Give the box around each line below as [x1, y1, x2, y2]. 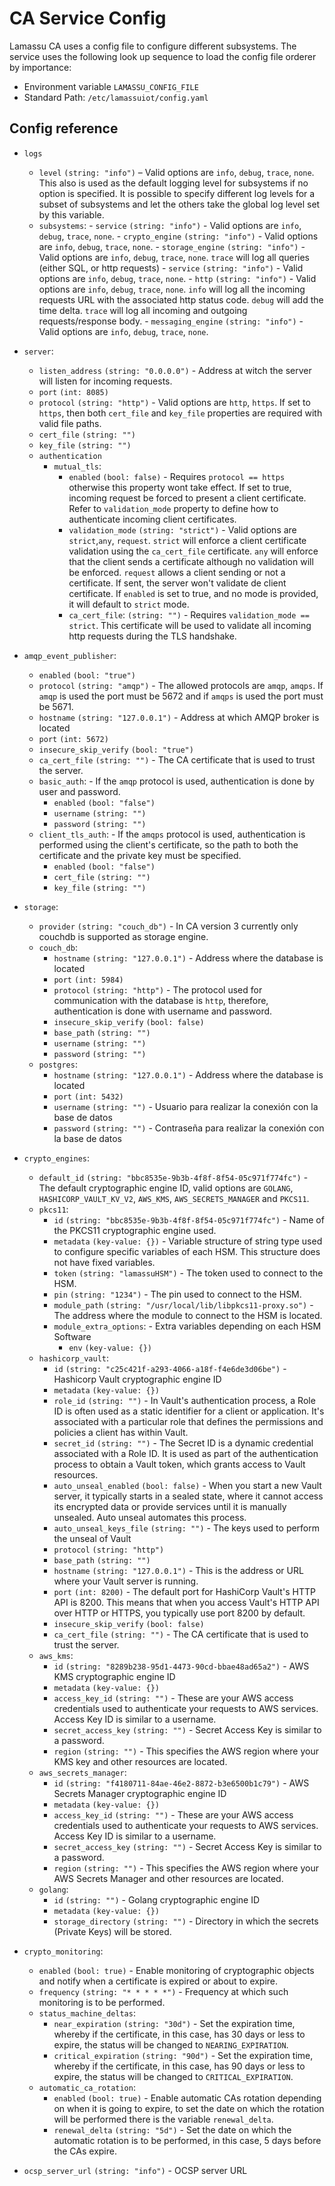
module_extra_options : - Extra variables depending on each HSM [53, 1320, 322, 1332]
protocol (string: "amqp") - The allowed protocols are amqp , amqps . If [38, 679, 324, 691]
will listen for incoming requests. [38, 375, 173, 387]
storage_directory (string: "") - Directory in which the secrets [53, 1915, 319, 1927]
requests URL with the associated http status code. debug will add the [38, 293, 324, 306]
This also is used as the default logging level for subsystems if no [38, 177, 309, 189]
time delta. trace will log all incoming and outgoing [38, 304, 248, 316]
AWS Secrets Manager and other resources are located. [53, 1872, 284, 1884]
